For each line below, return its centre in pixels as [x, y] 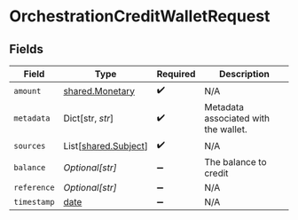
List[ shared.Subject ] [106, 145]
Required [176, 74]
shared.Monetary [99, 90]
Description [244, 74]
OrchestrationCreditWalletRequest [140, 16]
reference [34, 188]
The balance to [235, 162]
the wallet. [225, 129]
